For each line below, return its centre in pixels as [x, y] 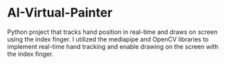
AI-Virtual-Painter [60, 13]
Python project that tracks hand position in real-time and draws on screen [112, 32]
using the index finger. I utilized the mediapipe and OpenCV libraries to [108, 39]
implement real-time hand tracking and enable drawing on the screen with [113, 46]
